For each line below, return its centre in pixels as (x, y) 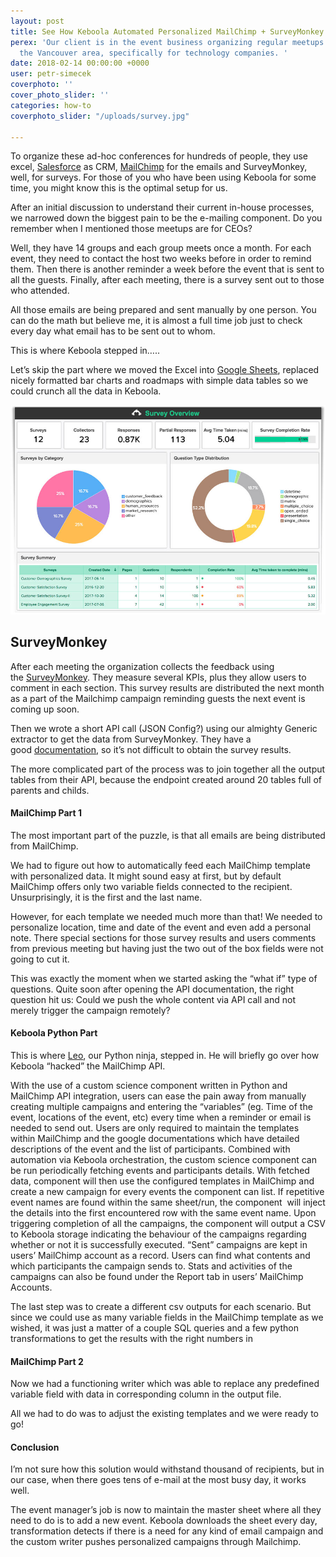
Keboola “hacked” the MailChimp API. (88, 1066)
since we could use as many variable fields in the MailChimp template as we (167, 1317)
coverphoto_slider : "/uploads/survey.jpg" (100, 116)
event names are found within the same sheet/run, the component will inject (168, 1202)
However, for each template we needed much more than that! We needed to (166, 916)
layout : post (37, 21)
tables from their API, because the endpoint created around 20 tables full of (166, 779)
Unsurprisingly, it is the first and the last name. (106, 897)
